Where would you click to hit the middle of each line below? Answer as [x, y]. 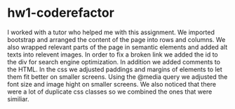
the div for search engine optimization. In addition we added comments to [114, 61]
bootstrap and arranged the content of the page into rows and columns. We [116, 39]
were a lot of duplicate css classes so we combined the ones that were [110, 92]
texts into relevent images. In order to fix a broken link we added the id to [113, 54]
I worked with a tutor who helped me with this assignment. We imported [111, 32]
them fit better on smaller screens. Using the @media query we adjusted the [117, 77]
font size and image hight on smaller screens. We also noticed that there [112, 84]
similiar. [18, 99]
